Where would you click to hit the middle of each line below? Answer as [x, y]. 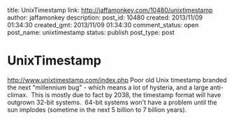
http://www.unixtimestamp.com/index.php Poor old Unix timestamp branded [117, 80]
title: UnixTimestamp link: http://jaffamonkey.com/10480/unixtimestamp [110, 10]
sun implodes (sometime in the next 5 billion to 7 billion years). [97, 109]
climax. [17, 94]
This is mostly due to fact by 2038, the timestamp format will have [126, 94]
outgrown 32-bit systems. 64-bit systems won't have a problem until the [112, 102]
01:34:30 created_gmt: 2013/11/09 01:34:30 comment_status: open [103, 25]
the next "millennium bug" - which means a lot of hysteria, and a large [108, 87]
